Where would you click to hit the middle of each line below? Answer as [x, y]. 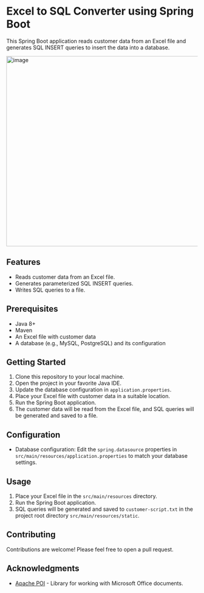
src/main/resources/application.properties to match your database [101, 456]
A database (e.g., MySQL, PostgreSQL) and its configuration [90, 343]
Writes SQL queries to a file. [50, 290]
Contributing [31, 535]
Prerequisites [32, 309]
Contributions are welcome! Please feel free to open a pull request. [90, 549]
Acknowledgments [43, 568]
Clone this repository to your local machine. [70, 377]
